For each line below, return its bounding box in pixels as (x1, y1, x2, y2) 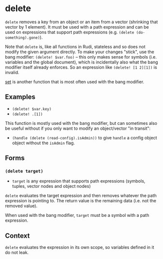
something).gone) (5, 35, 40, 40)
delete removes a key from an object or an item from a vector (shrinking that (5, 19, 158, 25)
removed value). (5, 203, 38, 209)
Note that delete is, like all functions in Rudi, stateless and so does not (5, 44, 146, 49)
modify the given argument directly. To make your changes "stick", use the (5, 49, 154, 55)
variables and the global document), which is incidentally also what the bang (5, 59, 158, 65)
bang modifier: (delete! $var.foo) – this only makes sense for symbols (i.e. (5, 54, 157, 60)
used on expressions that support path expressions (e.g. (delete (5, 29, 134, 35)
